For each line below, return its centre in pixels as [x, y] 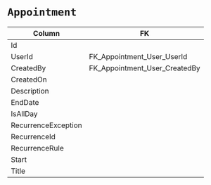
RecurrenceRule [38, 148]
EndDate [25, 102]
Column [46, 33]
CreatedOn [29, 79]
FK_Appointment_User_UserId [138, 56]
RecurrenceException [46, 125]
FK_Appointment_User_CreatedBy [145, 68]
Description [30, 91]
